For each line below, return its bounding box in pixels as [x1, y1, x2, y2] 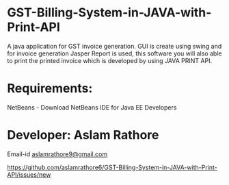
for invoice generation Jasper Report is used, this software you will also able [7, 49, 222, 58]
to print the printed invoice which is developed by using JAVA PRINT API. [7, 56, 213, 64]
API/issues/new [7, 170, 51, 179]
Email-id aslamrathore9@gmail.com [7, 149, 108, 158]
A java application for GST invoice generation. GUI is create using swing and [7, 42, 222, 50]
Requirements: [7, 81, 93, 97]
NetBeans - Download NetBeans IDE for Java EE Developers [7, 103, 177, 111]
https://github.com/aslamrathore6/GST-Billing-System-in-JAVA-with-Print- [7, 163, 217, 171]
